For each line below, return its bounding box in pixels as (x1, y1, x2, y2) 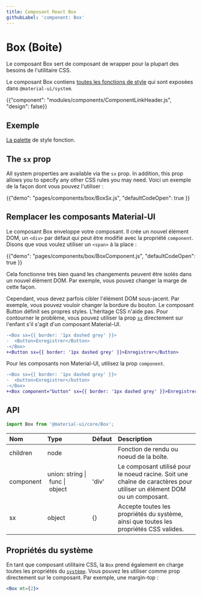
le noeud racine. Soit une (117, 470, 188, 478)
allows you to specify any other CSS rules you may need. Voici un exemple (6, 176, 191, 184)
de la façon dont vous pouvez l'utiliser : (6, 183, 104, 190)
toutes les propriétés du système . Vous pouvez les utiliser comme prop (6, 567, 180, 575)
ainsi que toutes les (117, 517, 173, 525)
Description (117, 435, 152, 443)
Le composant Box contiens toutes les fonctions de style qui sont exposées (6, 78, 194, 86)
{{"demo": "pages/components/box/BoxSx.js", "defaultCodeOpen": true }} (6, 194, 191, 202)
